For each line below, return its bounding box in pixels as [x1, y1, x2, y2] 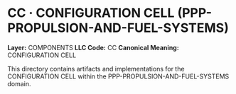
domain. [7, 79, 31, 88]
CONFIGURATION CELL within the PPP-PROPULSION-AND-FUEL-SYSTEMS [7, 72, 230, 81]
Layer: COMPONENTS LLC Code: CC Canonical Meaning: [7, 43, 179, 52]
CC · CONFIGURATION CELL [7, 5, 175, 21]
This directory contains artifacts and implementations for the [7, 64, 185, 73]
